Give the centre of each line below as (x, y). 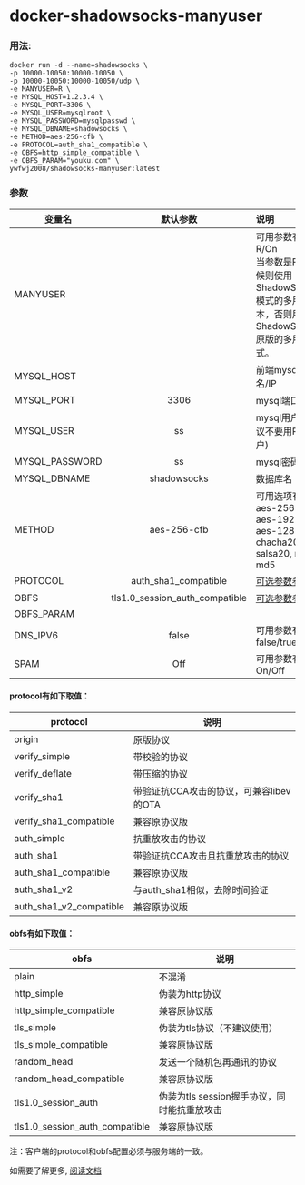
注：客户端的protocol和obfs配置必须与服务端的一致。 (109, 1151)
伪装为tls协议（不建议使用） (218, 1029)
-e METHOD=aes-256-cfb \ (56, 137)
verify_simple (42, 756)
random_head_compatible (69, 1079)
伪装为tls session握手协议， (217, 1097)
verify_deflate (43, 773)
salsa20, (274, 553)
